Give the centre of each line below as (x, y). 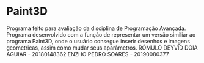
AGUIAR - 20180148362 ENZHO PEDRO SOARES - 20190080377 (88, 54)
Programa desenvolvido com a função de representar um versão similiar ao (101, 34)
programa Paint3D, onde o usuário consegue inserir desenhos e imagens (98, 41)
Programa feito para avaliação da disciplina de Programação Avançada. (96, 28)
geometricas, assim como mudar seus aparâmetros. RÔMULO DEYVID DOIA (102, 48)
